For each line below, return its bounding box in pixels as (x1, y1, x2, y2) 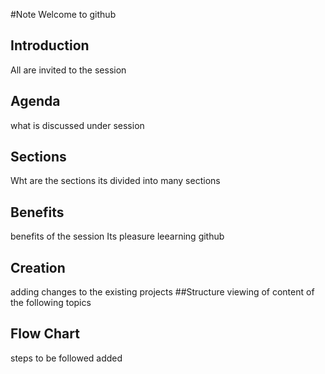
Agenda (10, 93, 61, 110)
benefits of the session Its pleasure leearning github (10, 230, 225, 243)
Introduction (10, 37, 90, 54)
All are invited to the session (10, 64, 127, 76)
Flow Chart (10, 325, 80, 343)
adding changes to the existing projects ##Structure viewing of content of (10, 286, 315, 298)
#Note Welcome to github (10, 9, 117, 20)
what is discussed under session (10, 119, 145, 131)
